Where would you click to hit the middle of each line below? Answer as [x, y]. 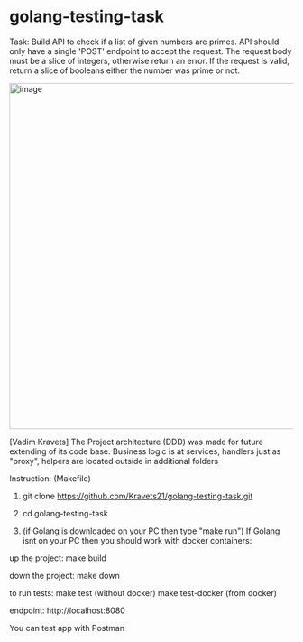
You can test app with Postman [67, 628]
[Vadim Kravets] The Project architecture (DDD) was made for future [136, 442]
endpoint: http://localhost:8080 [68, 610]
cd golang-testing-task [65, 513]
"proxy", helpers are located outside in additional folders [114, 461]
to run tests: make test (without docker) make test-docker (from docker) [143, 592]
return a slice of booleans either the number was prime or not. [125, 70]
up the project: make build [58, 558]
